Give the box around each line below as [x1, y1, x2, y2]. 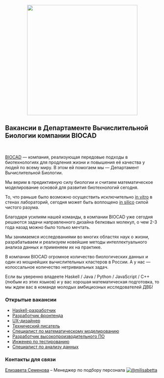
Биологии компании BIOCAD [5, 131, 97, 140]
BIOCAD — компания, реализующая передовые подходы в [5, 154, 128, 160]
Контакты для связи [5, 356, 56, 363]
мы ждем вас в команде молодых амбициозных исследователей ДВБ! [5, 284, 153, 290]
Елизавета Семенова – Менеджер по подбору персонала [5, 367, 125, 373]
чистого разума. [5, 204, 40, 210]
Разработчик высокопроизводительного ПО [12, 333, 105, 339]
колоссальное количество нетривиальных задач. [5, 264, 109, 270]
